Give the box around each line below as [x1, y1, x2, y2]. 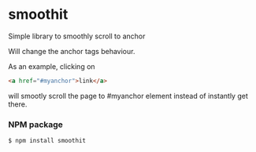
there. [8, 100, 28, 109]
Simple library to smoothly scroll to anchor [8, 31, 146, 41]
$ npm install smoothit [8, 137, 87, 145]
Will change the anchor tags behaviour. [8, 46, 135, 56]
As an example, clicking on [8, 61, 96, 71]
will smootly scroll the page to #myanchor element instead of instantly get [8, 91, 248, 100]
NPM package [8, 119, 63, 130]
